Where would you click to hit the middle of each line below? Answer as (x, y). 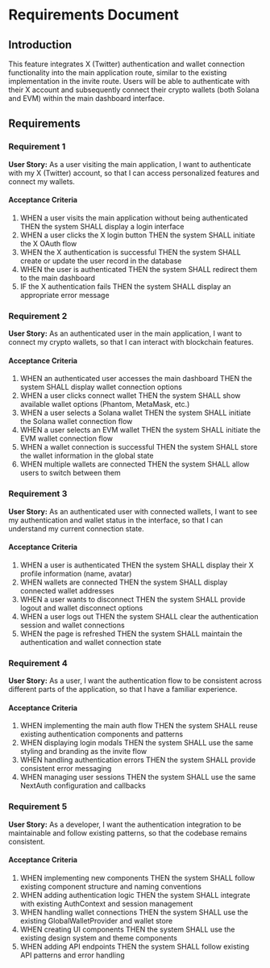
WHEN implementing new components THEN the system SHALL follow (137, 878)
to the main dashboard (57, 278)
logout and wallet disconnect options (81, 608)
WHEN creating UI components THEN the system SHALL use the (127, 929)
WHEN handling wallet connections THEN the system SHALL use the (134, 912)
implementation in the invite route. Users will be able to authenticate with (129, 81)
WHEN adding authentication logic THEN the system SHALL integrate (135, 895)
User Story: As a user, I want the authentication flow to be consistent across (135, 681)
